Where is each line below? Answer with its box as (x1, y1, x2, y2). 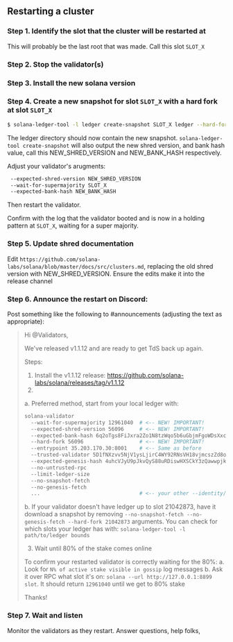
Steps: (24, 357, 43, 366)
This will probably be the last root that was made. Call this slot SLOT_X (7, 42, 205, 51)
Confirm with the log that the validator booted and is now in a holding (7, 214, 205, 223)
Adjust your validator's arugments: (7, 162, 106, 170)
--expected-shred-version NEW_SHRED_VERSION (10, 175, 141, 183)
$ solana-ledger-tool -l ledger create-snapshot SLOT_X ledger (7, 121, 194, 128)
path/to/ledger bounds (24, 532, 90, 539)
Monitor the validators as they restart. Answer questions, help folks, (7, 626, 201, 634)
